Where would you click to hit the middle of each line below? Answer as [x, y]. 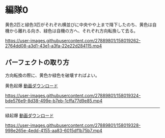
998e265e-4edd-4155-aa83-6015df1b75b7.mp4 [54, 130]
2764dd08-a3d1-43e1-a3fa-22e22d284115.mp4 [54, 46]
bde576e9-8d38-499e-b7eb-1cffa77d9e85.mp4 [54, 101]
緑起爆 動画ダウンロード [29, 115]
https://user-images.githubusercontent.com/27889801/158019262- [73, 40]
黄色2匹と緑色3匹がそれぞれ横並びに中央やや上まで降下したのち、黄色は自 [81, 25]
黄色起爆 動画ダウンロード [31, 85]
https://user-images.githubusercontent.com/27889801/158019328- [73, 125]
